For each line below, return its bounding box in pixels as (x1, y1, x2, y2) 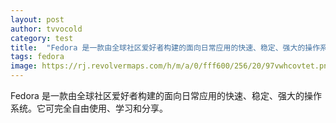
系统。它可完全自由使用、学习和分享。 (10, 102, 168, 114)
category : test (10, 33, 74, 43)
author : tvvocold (10, 24, 83, 34)
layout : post (10, 14, 65, 25)
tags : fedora (10, 52, 65, 62)
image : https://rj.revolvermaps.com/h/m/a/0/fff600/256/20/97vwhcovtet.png (10, 61, 333, 71)
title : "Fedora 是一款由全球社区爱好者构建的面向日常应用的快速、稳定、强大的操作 (10, 42, 321, 53)
